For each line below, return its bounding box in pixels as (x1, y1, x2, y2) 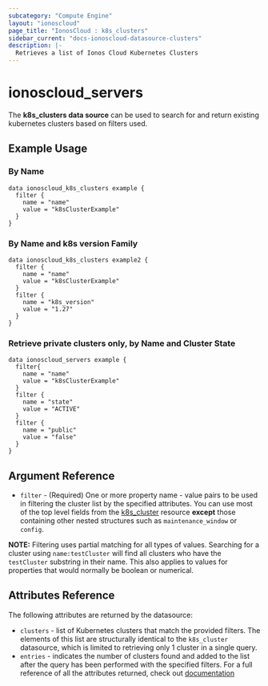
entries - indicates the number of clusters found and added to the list (19, 651, 250, 660)
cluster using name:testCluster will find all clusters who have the (8, 549, 222, 558)
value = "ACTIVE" (22, 405, 81, 413)
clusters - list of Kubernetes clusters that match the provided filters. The (19, 625, 261, 635)
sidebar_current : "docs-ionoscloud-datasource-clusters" (8, 34, 202, 43)
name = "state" (22, 398, 74, 406)
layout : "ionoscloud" (8, 19, 81, 27)
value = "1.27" (22, 305, 74, 313)
